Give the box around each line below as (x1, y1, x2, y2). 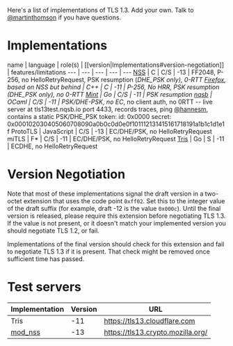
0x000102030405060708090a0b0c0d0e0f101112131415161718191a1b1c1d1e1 (7, 120, 225, 128)
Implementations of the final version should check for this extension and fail (7, 239, 225, 248)
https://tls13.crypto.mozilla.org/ (104, 327, 208, 337)
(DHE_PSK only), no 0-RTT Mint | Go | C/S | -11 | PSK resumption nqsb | (7, 90, 213, 98)
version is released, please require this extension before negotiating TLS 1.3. (7, 212, 226, 220)
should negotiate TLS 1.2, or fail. (7, 226, 99, 235)
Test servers (7, 279, 81, 295)
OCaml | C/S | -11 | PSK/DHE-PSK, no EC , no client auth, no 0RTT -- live (7, 97, 214, 106)
